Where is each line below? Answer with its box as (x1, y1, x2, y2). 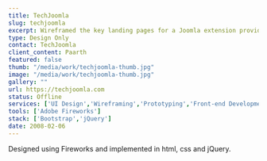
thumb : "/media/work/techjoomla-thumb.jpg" (8, 63, 155, 71)
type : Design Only (8, 33, 69, 42)
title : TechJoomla (8, 11, 69, 20)
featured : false (8, 56, 62, 64)
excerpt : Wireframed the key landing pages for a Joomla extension (8, 26, 237, 34)
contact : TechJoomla (8, 41, 77, 49)
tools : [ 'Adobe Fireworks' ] (8, 108, 102, 116)
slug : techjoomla (8, 19, 66, 27)
